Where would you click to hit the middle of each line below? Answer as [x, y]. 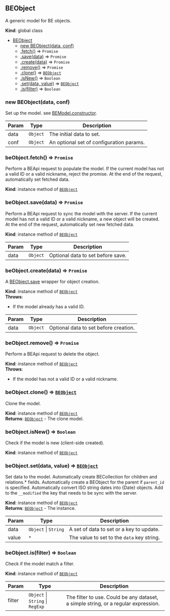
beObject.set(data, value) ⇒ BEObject [52, 466]
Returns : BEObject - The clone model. [45, 418]
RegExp [36, 607]
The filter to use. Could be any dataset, [112, 597]
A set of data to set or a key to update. [114, 529]
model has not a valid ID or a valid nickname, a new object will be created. [82, 219]
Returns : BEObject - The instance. [40, 508]
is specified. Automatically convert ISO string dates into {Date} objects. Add [84, 488]
